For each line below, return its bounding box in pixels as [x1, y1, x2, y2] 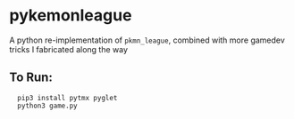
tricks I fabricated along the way [9, 44, 128, 54]
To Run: [9, 70, 54, 85]
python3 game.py [17, 101, 78, 110]
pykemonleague [9, 5, 132, 26]
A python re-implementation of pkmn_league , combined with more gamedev [9, 35, 286, 45]
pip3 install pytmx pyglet [17, 93, 118, 102]
